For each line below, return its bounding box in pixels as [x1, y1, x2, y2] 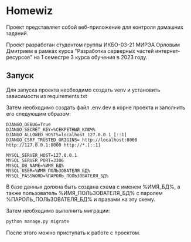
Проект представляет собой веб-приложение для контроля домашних [6, 23, 183, 31]
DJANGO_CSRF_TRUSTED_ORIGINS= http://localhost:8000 [6, 137, 138, 143]
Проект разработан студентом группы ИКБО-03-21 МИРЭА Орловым [6, 41, 180, 48]
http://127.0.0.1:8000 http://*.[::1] [6, 142, 101, 148]
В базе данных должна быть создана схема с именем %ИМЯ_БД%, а [6, 183, 180, 190]
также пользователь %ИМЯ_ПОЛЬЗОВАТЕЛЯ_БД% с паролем [6, 189, 163, 196]
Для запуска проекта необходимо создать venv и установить [6, 86, 161, 93]
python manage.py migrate [6, 219, 69, 224]
